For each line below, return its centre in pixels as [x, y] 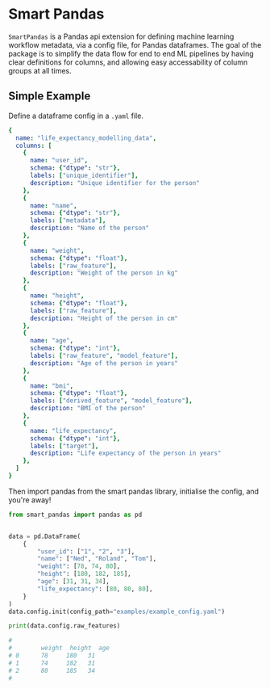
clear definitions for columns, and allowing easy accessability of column [128, 62]
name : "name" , [54, 206]
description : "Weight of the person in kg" [104, 273]
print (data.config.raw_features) [64, 626]
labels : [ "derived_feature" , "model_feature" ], [111, 401]
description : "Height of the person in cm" [104, 318]
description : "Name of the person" [89, 228]
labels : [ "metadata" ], [68, 221]
